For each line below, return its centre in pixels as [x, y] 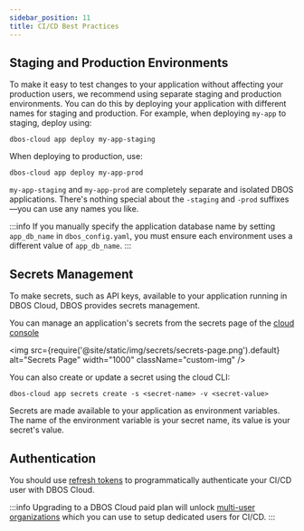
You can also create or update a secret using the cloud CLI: [120, 377]
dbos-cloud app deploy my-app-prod [76, 173]
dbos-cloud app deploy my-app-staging [82, 140]
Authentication [53, 458]
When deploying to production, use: [76, 156]
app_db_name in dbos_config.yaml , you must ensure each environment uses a [151, 236]
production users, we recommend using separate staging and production [146, 94]
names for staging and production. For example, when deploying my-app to [148, 113]
